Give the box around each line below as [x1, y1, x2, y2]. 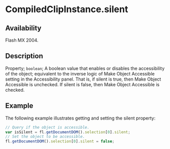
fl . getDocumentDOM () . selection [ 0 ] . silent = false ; [5, 139, 115, 144]
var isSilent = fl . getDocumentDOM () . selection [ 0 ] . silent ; [5, 129, 130, 135]
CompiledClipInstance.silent [5, 4, 128, 15]
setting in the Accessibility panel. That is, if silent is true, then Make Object [5, 76, 161, 82]
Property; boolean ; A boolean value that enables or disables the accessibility [5, 65, 165, 71]
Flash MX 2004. [5, 37, 39, 43]
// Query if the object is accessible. [5, 125, 90, 130]
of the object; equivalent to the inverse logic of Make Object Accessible [5, 70, 155, 77]
